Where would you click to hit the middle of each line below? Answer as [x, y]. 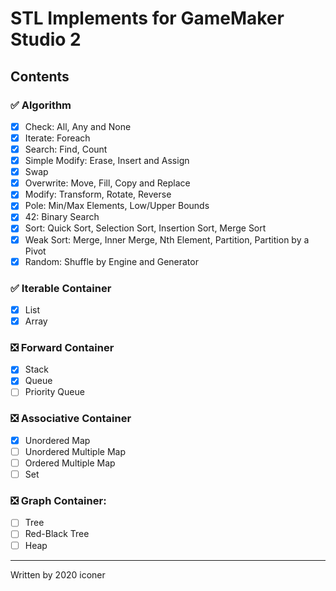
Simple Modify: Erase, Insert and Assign [107, 161]
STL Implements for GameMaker [147, 18]
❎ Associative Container [71, 419]
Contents [40, 76]
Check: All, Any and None [78, 126]
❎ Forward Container [62, 347]
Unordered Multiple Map [75, 451]
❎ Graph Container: [58, 500]
